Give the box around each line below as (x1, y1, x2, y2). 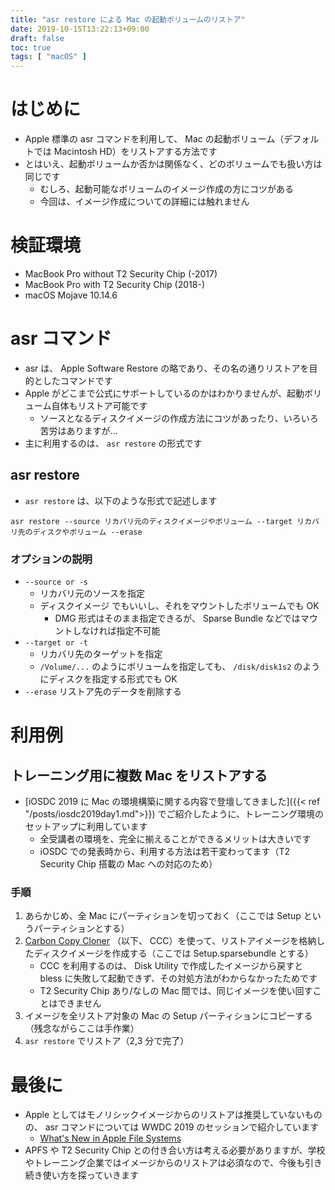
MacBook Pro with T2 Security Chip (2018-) (24, 279, 206, 290)
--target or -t (24, 638, 89, 648)
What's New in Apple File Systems (39, 1132, 182, 1145)
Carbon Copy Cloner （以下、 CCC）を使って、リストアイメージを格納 (24, 935, 317, 947)
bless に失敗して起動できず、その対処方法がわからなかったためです (39, 972, 318, 985)
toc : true (10, 42, 52, 53)
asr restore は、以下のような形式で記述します (24, 494, 218, 506)
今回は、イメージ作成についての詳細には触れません (39, 196, 250, 208)
